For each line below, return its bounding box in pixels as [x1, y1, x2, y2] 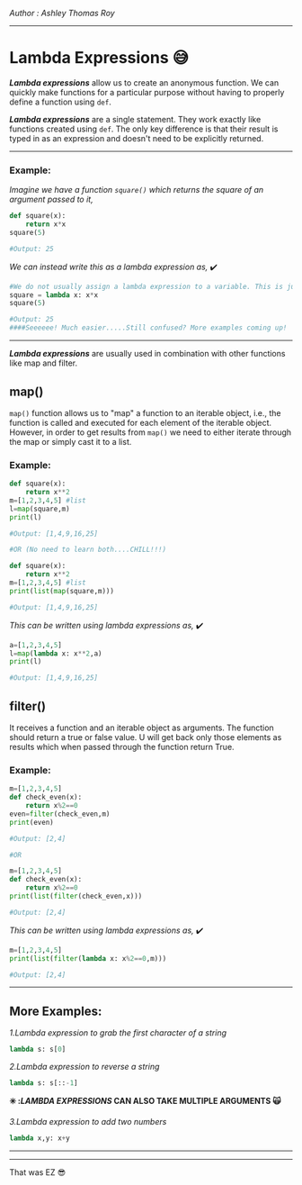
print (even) [9, 818, 54, 827]
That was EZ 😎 [9, 1166, 67, 1178]
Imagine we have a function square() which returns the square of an [9, 185, 264, 195]
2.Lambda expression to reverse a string [9, 1062, 160, 1072]
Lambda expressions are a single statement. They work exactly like [9, 113, 262, 124]
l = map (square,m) [9, 504, 70, 513]
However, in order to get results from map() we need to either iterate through [9, 427, 292, 438]
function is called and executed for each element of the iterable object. [9, 417, 272, 428]
